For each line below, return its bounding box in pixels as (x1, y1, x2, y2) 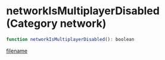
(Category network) (6, 17, 107, 30)
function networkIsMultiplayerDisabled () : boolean (6, 36, 135, 42)
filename (6, 47, 28, 54)
